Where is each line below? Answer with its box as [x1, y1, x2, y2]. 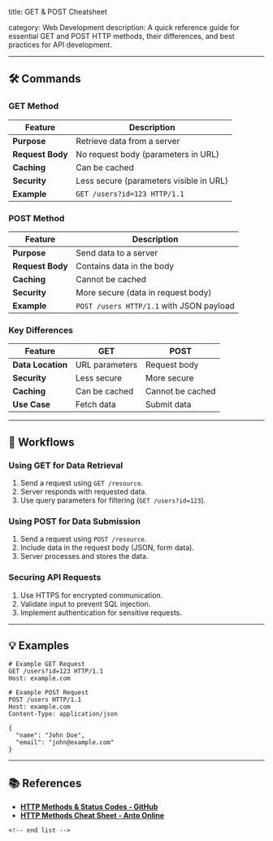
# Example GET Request [8, 660, 85, 669]
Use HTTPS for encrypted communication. [19, 590, 163, 600]
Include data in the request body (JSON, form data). [19, 543, 195, 552]
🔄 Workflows [8, 435, 75, 449]
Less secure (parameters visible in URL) [76, 175, 229, 186]
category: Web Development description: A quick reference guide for [8, 23, 240, 32]
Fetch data [76, 399, 116, 410]
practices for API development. [8, 40, 112, 50]
